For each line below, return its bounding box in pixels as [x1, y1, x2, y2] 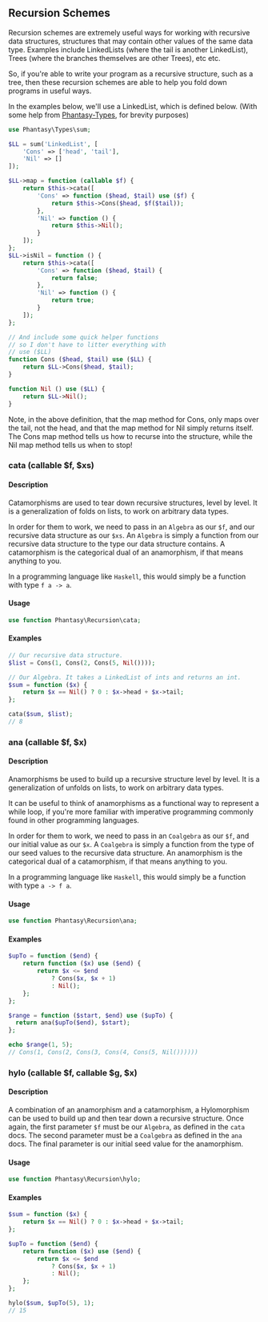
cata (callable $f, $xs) [8, 460, 94, 471]
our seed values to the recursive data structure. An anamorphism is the [8, 848, 242, 858]
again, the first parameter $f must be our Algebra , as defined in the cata [8, 1122, 246, 1131]
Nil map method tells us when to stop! [8, 440, 134, 449]
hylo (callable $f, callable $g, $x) [8, 1067, 138, 1078]
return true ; [50, 296, 94, 304]
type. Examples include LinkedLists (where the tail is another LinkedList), [8, 44, 249, 55]
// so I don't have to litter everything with [8, 340, 166, 348]
